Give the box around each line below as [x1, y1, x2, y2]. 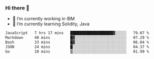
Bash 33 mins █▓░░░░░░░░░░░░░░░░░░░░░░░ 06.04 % [5, 40, 149, 45]
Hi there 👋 [5, 4, 30, 11]
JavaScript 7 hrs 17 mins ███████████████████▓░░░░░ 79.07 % [5, 31, 149, 36]
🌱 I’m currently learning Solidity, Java [12, 21, 90, 27]
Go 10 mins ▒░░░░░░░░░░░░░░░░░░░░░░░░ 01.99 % [5, 49, 149, 54]
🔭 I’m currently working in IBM [12, 16, 75, 22]
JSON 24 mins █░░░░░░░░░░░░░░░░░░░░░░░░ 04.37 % [5, 44, 149, 49]
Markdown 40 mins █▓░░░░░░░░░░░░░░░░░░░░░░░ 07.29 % [5, 35, 149, 40]
